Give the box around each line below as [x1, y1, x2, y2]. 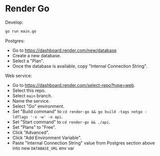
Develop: [5, 19, 24, 25]
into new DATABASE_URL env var [12, 145, 74, 151]
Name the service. [12, 98, 51, 104]
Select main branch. [12, 92, 53, 99]
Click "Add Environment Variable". [12, 134, 82, 141]
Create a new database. [12, 52, 61, 58]
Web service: [5, 73, 32, 78]
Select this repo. [12, 87, 46, 93]
